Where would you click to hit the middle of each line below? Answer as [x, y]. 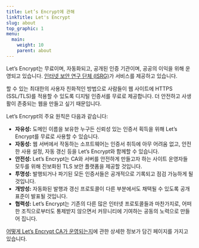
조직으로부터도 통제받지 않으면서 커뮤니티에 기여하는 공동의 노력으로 [100, 211]
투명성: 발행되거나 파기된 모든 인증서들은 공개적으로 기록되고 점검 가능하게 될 [104, 173]
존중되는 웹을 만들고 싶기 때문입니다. [59, 103]
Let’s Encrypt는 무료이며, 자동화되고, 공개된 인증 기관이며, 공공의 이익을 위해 [95, 68]
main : [18, 39]
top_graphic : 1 [25, 28]
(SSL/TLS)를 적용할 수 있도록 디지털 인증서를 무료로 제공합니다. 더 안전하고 [93, 96]
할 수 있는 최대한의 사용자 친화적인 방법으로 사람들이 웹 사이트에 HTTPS [89, 88]
